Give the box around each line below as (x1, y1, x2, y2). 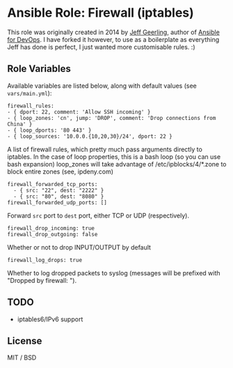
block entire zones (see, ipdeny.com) (7, 167, 113, 176)
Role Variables (7, 63, 71, 75)
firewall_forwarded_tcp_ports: (7, 181, 98, 187)
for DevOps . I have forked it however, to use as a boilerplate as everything (7, 35, 220, 43)
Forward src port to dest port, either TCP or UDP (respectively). (7, 211, 190, 220)
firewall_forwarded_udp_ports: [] (7, 199, 108, 206)
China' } (7, 121, 33, 128)
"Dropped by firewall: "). (7, 276, 77, 284)
